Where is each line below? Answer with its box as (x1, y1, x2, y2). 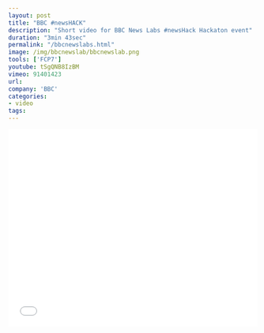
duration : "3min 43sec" (8, 33, 87, 42)
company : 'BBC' (8, 84, 58, 93)
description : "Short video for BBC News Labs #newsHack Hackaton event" (8, 26, 253, 34)
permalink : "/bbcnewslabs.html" (8, 41, 115, 49)
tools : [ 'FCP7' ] (8, 56, 62, 64)
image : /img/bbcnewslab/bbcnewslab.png (8, 48, 140, 56)
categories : (8, 92, 47, 100)
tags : (8, 107, 26, 115)
